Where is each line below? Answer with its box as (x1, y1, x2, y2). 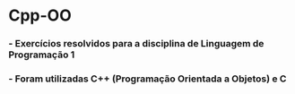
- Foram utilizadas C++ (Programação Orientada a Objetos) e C (8, 73, 287, 85)
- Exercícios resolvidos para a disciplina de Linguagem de (8, 38, 265, 50)
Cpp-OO (8, 5, 73, 26)
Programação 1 (8, 48, 75, 61)
